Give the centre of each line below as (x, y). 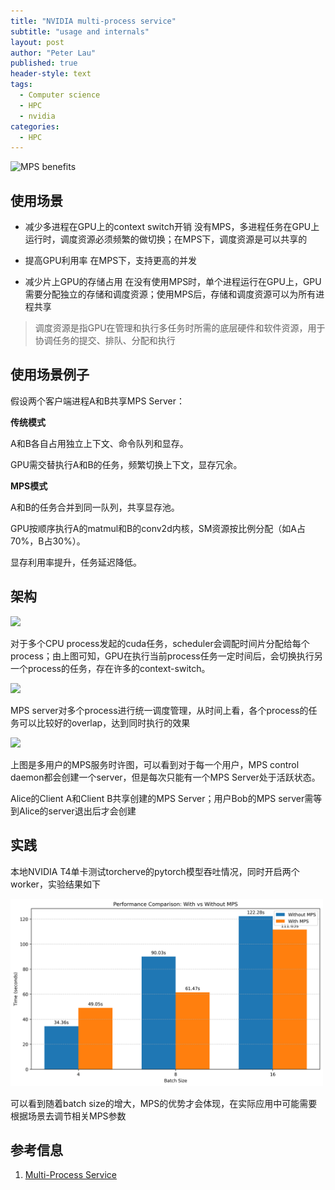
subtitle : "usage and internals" (80, 31)
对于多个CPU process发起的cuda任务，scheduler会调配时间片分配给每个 (160, 643)
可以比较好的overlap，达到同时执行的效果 (104, 722)
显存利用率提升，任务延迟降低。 (76, 562)
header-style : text (51, 74)
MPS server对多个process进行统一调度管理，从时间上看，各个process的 (159, 710)
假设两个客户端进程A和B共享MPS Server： (97, 401)
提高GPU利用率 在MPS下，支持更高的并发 (111, 261)
